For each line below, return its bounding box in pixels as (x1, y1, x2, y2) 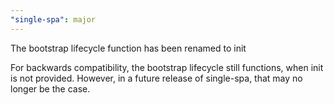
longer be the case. (10, 82, 91, 95)
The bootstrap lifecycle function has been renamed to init (10, 42, 247, 54)
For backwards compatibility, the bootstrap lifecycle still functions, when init (10, 61, 324, 73)
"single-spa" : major (10, 14, 97, 25)
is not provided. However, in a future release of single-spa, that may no (10, 72, 303, 84)
